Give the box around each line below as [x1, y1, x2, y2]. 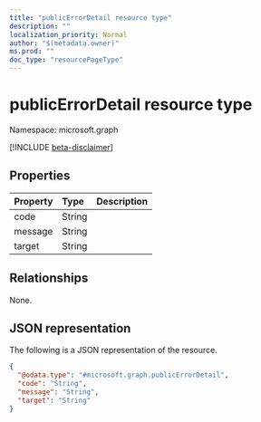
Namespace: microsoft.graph [9, 124, 119, 135]
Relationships [9, 271, 89, 286]
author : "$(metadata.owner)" [9, 38, 120, 48]
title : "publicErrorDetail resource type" [9, 13, 172, 23]
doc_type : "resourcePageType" [9, 55, 124, 64]
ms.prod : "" [9, 47, 54, 56]
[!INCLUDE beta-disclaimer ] [9, 141, 113, 152]
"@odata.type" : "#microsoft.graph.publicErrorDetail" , [17, 370, 229, 380]
